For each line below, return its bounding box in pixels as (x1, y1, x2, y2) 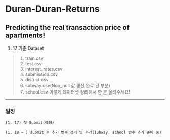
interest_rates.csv (25, 66, 63, 72)
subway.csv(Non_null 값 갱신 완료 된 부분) (25, 83, 110, 88)
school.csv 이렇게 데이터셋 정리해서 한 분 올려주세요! (25, 89, 131, 95)
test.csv (25, 61, 42, 66)
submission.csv (25, 71, 58, 77)
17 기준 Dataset (12, 45, 44, 51)
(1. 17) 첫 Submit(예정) (5, 120, 55, 125)
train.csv (25, 55, 44, 61)
